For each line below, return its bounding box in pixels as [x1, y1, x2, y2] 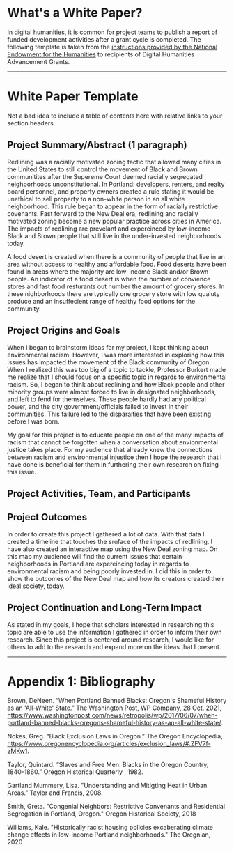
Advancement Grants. [7, 57, 70, 65]
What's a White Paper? [7, 5, 143, 21]
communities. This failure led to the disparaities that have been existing [7, 410, 212, 418]
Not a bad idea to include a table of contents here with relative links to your [7, 111, 223, 120]
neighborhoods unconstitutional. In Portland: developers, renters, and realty [7, 180, 225, 188]
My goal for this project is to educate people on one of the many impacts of [7, 431, 224, 439]
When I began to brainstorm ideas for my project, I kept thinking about [7, 343, 209, 351]
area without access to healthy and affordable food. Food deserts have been [7, 260, 227, 268]
